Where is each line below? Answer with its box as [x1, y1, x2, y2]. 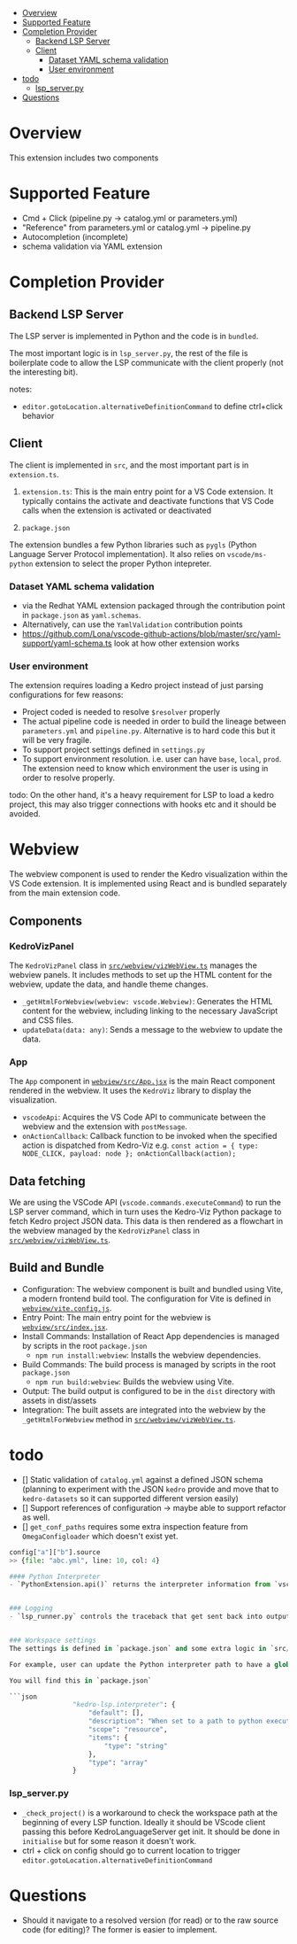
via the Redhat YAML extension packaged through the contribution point [21, 600, 286, 610]
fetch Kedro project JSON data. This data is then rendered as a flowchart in [9, 1216, 284, 1227]
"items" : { [88, 1733, 128, 1742]
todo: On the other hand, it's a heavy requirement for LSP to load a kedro [9, 790, 274, 801]
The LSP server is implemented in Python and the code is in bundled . [9, 330, 259, 341]
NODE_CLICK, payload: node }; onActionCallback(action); [21, 1150, 237, 1158]
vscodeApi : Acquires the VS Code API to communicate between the [21, 1111, 267, 1123]
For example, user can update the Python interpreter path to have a [9, 1660, 271, 1669]
